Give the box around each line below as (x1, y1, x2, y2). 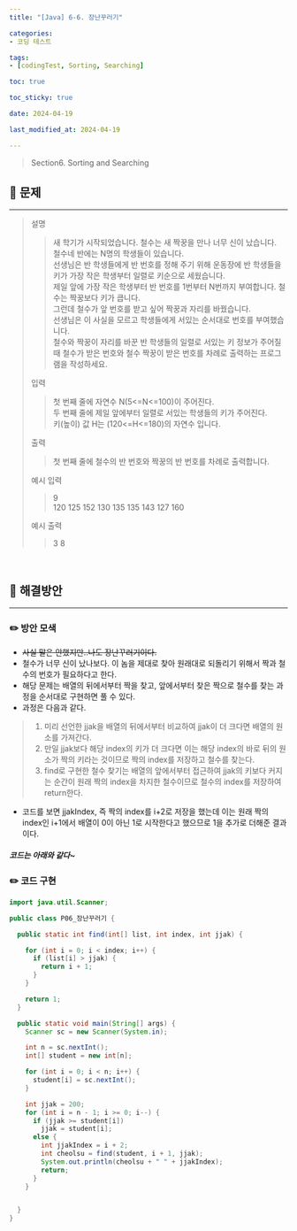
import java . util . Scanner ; (9, 897, 109, 907)
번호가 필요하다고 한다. (38, 669, 118, 680)
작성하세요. (69, 359, 108, 370)
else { (32, 1133, 57, 1142)
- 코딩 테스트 (9, 37, 52, 46)
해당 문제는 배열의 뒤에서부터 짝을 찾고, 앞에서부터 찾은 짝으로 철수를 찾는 (21, 680, 275, 690)
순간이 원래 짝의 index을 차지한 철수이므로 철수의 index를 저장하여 (53, 776, 282, 787)
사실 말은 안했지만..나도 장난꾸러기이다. (21, 647, 157, 658)
